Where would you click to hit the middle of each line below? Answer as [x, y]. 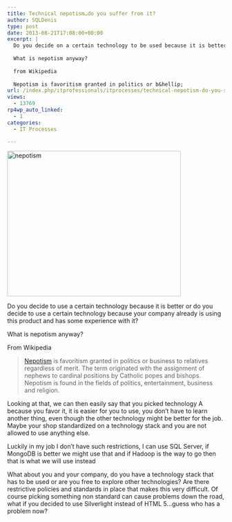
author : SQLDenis [32, 20]
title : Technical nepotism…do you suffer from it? [81, 13]
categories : [24, 123]
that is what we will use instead [51, 461]
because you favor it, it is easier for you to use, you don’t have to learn [107, 411]
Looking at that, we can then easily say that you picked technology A [105, 404]
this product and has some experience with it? [73, 321]
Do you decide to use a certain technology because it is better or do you [110, 306]
